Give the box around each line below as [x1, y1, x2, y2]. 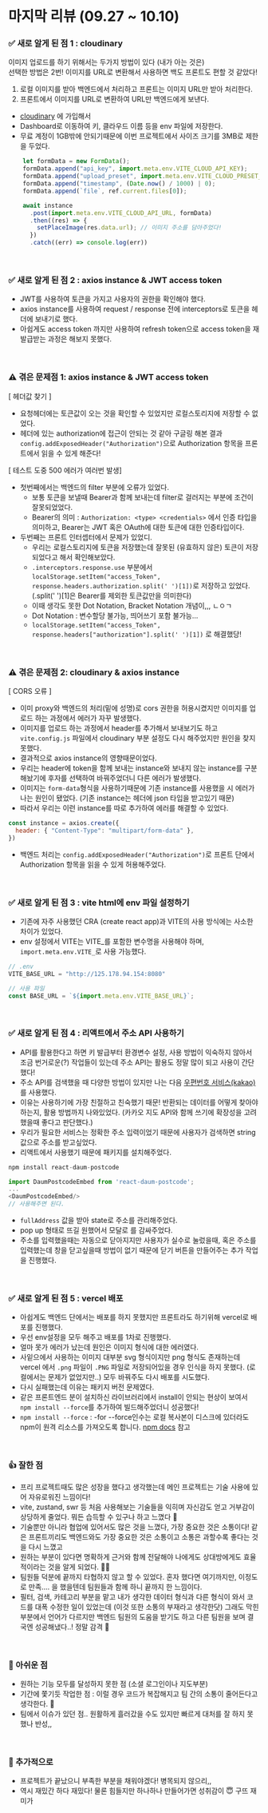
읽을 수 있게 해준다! [41, 448, 101, 458]
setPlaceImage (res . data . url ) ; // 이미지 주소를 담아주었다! [37, 224, 223, 232]
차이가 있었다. [19, 926, 64, 936]
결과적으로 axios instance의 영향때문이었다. [19, 753, 157, 763]
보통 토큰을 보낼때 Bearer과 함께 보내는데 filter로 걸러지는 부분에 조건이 [31, 492, 254, 502]
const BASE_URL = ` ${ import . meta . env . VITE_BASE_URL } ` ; [8, 992, 195, 1000]
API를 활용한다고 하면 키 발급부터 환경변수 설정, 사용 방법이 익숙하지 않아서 [19, 1047, 253, 1057]
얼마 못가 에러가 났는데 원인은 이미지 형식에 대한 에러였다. [19, 1342, 199, 1352]
